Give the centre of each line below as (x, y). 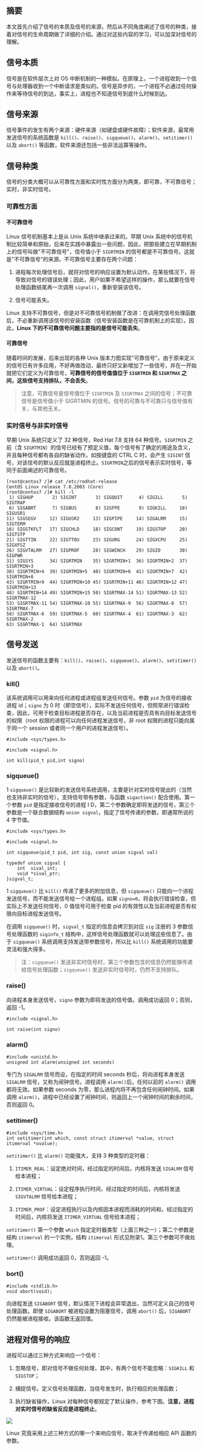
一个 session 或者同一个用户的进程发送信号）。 (74, 728)
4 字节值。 (19, 820)
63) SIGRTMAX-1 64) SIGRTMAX (44, 624)
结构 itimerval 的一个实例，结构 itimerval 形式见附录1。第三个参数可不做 (98, 1237)
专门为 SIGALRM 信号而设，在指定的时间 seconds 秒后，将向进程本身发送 (96, 1074)
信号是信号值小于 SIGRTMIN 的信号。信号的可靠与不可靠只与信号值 (104, 400)
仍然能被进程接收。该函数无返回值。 (51, 1319)
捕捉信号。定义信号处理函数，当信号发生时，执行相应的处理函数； (97, 1389)
